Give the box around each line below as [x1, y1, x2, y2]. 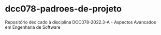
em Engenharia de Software [5, 24, 60, 30]
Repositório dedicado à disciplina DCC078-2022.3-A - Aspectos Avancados [5, 19, 156, 25]
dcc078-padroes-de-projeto [5, 3, 122, 14]
